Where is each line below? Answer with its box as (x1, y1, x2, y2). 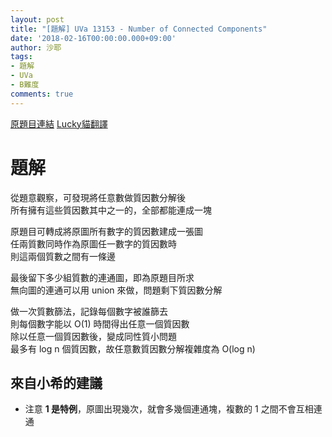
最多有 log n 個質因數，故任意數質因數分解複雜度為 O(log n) (10, 342, 256, 355)
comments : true (10, 89, 74, 99)
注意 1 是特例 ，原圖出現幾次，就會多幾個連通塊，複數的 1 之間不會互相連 (24, 403, 323, 415)
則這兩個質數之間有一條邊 (10, 250, 116, 262)
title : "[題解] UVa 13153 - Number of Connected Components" (10, 24, 268, 34)
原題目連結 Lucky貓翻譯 (10, 117, 108, 130)
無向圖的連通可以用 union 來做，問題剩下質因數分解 (10, 284, 223, 296)
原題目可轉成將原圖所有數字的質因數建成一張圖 (10, 225, 203, 237)
